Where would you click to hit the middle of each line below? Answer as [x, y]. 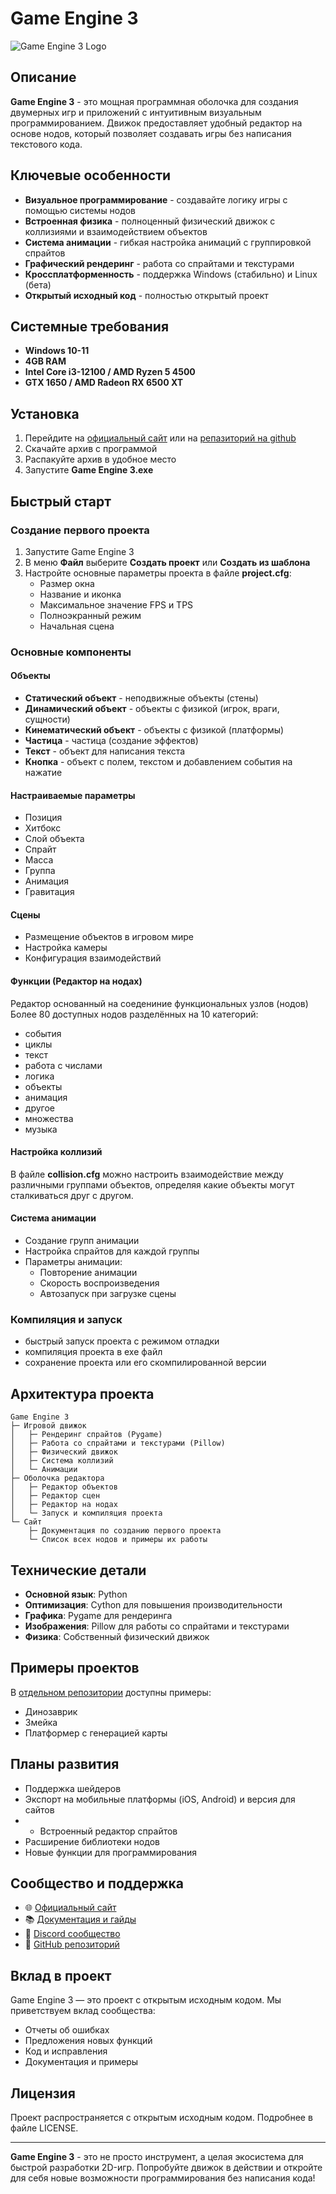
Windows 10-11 [57, 351]
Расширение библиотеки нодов [92, 1841]
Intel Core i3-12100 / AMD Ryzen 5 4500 [110, 372]
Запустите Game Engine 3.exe [89, 470]
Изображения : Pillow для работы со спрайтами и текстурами [157, 1626]
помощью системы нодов [80, 210]
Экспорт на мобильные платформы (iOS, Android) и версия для [160, 1799]
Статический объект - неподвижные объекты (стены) [141, 698]
